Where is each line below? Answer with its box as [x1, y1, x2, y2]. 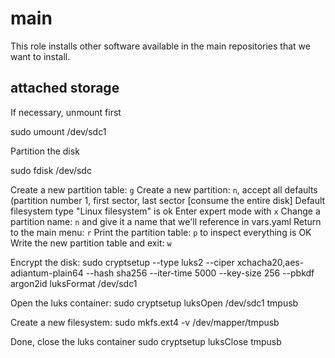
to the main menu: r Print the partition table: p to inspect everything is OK [10, 226, 312, 238]
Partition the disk [10, 145, 80, 157]
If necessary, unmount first [10, 106, 122, 118]
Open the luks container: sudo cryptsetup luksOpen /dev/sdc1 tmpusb [10, 297, 299, 309]
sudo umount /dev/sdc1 [10, 125, 107, 137]
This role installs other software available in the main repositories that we [10, 40, 311, 52]
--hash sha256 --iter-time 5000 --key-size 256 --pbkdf [85, 267, 315, 279]
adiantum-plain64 [10, 267, 84, 279]
